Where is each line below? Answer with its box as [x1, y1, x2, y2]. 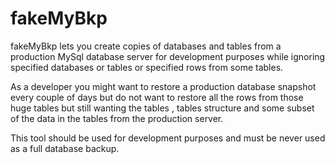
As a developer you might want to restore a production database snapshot [10, 80, 317, 92]
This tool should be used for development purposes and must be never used [10, 132, 326, 144]
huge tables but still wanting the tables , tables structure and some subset [10, 102, 315, 114]
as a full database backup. [10, 142, 120, 154]
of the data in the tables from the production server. [10, 112, 224, 124]
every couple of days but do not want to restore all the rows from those [10, 91, 304, 103]
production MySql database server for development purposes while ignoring [10, 50, 326, 62]
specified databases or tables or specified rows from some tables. [10, 61, 284, 73]
